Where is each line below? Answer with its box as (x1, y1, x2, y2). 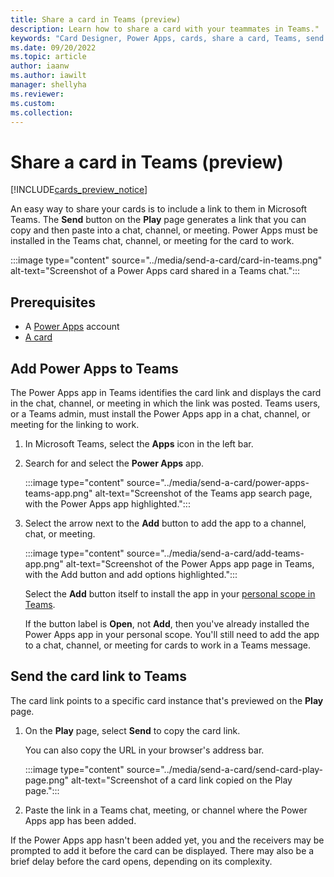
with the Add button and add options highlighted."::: (24, 568, 238, 580)
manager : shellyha (10, 80, 87, 90)
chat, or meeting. (24, 527, 96, 540)
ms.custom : (10, 98, 56, 108)
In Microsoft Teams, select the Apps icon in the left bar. (24, 437, 254, 450)
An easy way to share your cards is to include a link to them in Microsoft (10, 203, 308, 215)
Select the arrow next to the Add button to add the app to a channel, (24, 517, 307, 529)
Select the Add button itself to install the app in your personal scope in (24, 587, 316, 600)
